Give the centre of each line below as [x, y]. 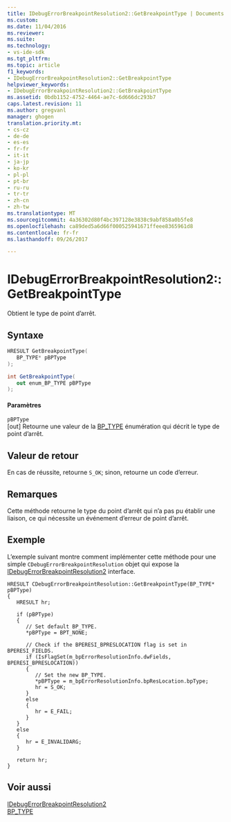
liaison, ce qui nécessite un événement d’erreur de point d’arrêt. [98, 518]
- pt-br [18, 181]
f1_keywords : [26, 71]
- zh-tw [18, 207]
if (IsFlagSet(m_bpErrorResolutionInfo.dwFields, [98, 657]
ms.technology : [29, 46]
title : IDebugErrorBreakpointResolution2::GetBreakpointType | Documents [116, 14]
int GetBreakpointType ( [41, 376]
